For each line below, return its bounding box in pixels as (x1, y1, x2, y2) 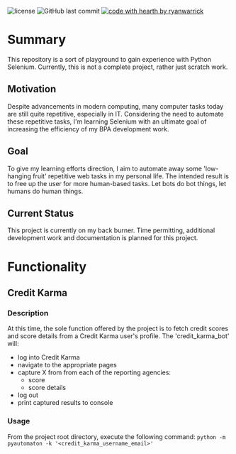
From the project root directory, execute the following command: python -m (7, 432, 226, 441)
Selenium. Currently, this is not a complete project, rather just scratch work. (7, 63, 228, 71)
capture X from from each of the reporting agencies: (17, 368, 172, 377)
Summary (7, 32, 66, 48)
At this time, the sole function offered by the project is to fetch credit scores (7, 324, 229, 333)
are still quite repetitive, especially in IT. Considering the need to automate (7, 109, 225, 118)
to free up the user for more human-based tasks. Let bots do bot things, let (7, 179, 227, 188)
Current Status (7, 207, 74, 220)
